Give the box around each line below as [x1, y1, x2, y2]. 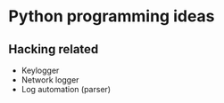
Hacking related [8, 42, 99, 57]
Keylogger [21, 65, 60, 75]
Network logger [21, 75, 79, 85]
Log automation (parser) [21, 84, 112, 94]
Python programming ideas [8, 6, 215, 27]
